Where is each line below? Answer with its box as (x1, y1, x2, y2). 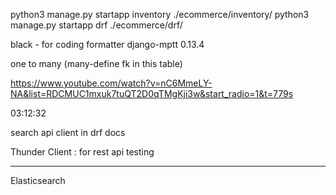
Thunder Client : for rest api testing (10, 146, 155, 158)
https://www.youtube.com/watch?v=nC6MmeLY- (10, 77, 213, 89)
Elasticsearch (10, 175, 66, 186)
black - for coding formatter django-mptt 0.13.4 (10, 39, 205, 50)
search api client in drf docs (10, 127, 126, 138)
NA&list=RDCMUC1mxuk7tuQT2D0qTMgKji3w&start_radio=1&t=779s (10, 88, 294, 99)
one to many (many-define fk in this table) (10, 58, 183, 69)
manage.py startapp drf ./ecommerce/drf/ (10, 19, 183, 31)
